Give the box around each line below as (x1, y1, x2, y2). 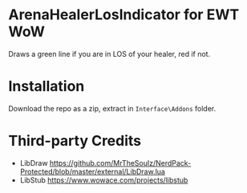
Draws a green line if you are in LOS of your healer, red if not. (8, 49, 211, 58)
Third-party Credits (8, 132, 142, 150)
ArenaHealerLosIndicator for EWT (8, 6, 240, 24)
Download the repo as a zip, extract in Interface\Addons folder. (8, 103, 217, 113)
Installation (8, 78, 85, 95)
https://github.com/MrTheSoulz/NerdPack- (49, 158, 192, 167)
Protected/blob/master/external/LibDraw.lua (19, 167, 166, 176)
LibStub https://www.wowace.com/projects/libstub (19, 175, 188, 185)
